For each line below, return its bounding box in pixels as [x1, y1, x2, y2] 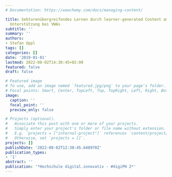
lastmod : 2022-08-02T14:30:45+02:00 [5, 60, 83, 65]
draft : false [5, 69, 33, 74]
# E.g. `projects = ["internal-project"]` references [5, 131, 127, 136]
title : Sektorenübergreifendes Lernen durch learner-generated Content [5, 16, 161, 22]
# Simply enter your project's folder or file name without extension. [5, 126, 166, 131]
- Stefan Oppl [5, 41, 36, 46]
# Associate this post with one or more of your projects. [5, 121, 139, 126]
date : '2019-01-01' [5, 55, 47, 60]
